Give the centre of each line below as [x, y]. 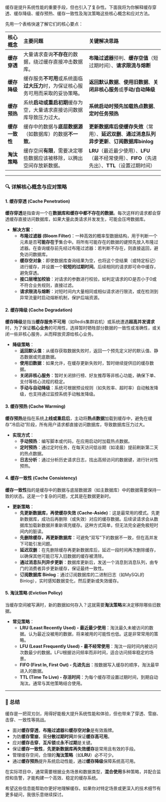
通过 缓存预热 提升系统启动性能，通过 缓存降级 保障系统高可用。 [75, 761]
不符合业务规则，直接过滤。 [48, 285]
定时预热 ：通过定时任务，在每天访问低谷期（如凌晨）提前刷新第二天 [89, 447]
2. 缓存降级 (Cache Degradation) [39, 310]
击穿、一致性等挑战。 [27, 720]
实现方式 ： [23, 435]
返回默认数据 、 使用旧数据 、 [121, 82]
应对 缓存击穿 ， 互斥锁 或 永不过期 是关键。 [53, 743]
